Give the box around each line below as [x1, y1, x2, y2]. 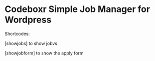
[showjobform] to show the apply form [4, 50, 84, 56]
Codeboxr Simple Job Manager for [4, 3, 151, 15]
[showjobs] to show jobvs [4, 40, 58, 46]
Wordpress [4, 14, 52, 25]
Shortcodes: [4, 30, 30, 36]
